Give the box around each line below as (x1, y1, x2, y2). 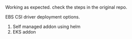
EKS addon (12, 29, 37, 34)
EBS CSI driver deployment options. (5, 14, 80, 19)
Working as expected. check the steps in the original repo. (5, 4, 127, 10)
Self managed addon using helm (12, 23, 81, 29)
